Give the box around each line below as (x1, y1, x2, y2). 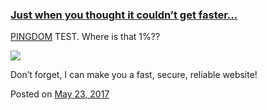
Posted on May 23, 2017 (10, 88, 110, 100)
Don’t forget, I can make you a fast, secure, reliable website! (10, 69, 258, 81)
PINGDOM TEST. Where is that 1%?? (10, 31, 161, 43)
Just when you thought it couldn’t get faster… (10, 8, 238, 22)
